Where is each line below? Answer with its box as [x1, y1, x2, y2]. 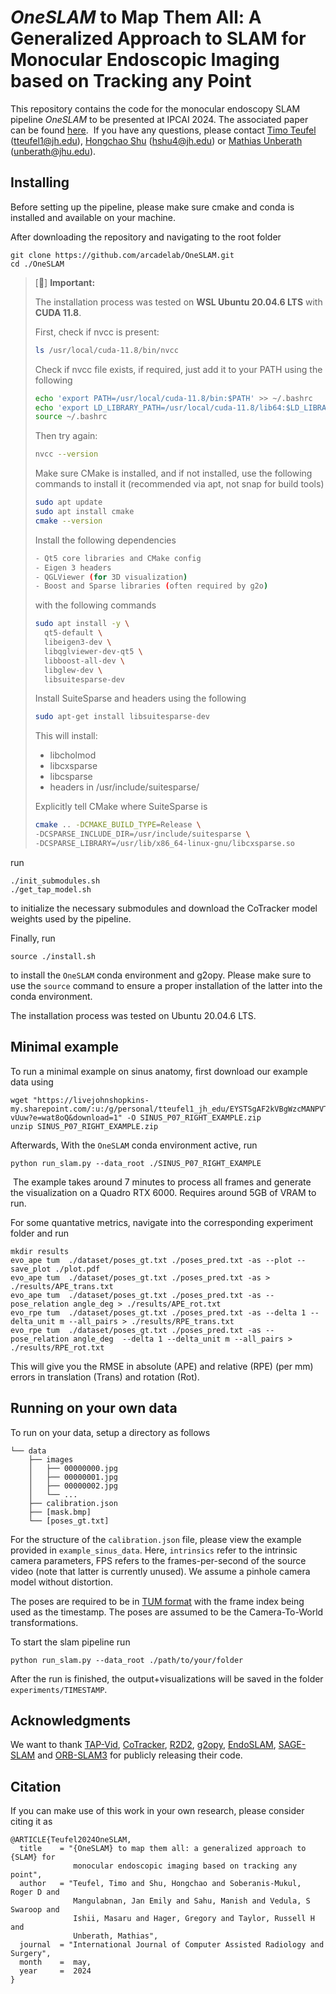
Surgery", [10, 1949, 52, 1959]
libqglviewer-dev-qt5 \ [44, 646, 143, 656]
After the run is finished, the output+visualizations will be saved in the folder [10, 1672, 324, 1685]
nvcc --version [34, 449, 99, 460]
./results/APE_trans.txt [10, 1281, 114, 1291]
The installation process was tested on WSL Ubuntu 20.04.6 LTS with [34, 296, 323, 308]
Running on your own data [10, 1400, 178, 1417]
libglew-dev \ [44, 665, 103, 675]
